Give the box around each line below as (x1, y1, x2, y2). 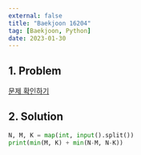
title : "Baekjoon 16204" (8, 19, 91, 27)
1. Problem (8, 63, 62, 77)
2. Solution (8, 110, 64, 124)
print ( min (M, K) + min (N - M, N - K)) (8, 138, 124, 147)
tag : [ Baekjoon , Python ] (8, 27, 91, 35)
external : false (8, 11, 62, 20)
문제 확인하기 (8, 86, 50, 96)
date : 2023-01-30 (8, 34, 66, 43)
